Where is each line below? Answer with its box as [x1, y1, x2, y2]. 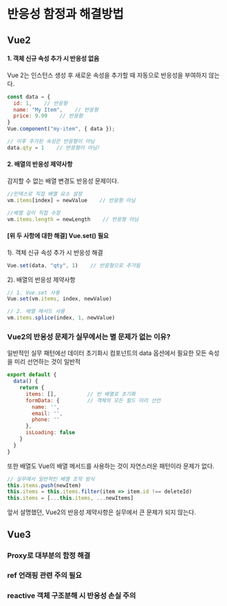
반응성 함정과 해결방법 [7, 6, 124, 22]
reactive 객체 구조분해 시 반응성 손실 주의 [7, 591, 136, 600]
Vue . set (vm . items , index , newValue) [7, 295, 112, 302]
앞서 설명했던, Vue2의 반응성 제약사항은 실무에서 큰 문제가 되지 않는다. [7, 508, 196, 516]
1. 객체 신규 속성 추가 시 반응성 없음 [7, 55, 100, 63]
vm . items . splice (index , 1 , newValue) [7, 315, 116, 322]
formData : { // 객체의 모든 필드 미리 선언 [25, 397, 161, 404]
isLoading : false [25, 429, 76, 436]
